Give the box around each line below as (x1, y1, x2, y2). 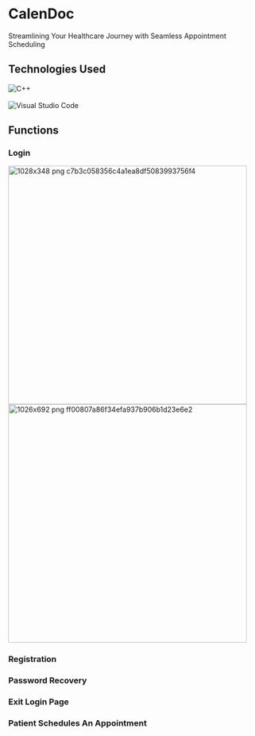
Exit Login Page (8, 696, 69, 707)
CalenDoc (8, 5, 75, 23)
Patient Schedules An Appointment (8, 718, 147, 729)
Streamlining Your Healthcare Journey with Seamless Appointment (8, 31, 226, 41)
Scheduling (8, 39, 45, 48)
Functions (8, 124, 60, 138)
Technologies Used (8, 63, 106, 76)
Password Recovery (8, 675, 87, 686)
